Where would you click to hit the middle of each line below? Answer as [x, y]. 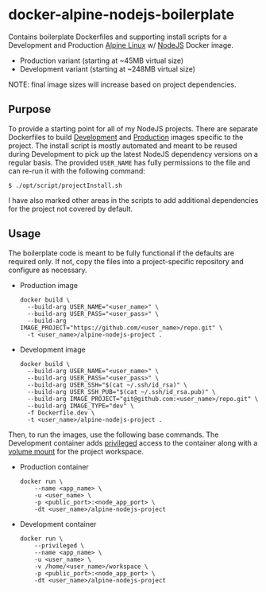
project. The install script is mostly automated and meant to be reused [123, 146]
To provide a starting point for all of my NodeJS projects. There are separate [133, 128]
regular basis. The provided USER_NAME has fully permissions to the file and [129, 162]
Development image [52, 349]
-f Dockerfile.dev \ [61, 413]
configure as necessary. [48, 270]
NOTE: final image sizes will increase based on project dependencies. [122, 84]
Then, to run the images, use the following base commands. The [114, 434]
